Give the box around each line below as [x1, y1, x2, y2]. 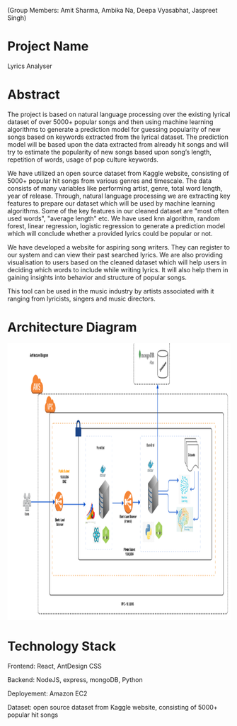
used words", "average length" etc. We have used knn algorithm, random [7, 214, 221, 223]
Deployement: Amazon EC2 [7, 689, 88, 698]
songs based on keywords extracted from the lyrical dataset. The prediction [7, 133, 229, 141]
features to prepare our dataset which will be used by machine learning [7, 199, 216, 208]
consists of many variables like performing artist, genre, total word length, [7, 184, 223, 192]
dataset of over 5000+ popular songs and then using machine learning [7, 117, 214, 126]
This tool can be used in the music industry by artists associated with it [7, 286, 214, 295]
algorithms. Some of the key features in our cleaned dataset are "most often [7, 206, 229, 215]
